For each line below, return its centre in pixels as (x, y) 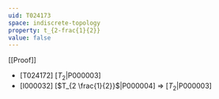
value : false (30, 38)
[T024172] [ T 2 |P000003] (60, 76)
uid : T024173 (30, 15)
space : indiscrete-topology (55, 23)
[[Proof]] (23, 60)
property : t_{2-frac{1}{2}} (55, 30)
